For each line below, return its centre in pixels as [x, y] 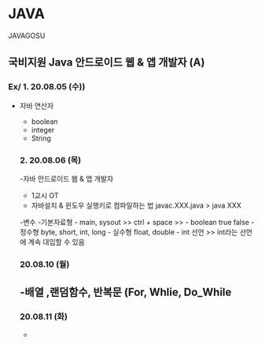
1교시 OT [45, 195]
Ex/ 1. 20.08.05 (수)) [47, 87]
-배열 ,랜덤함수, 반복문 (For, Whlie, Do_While [125, 292]
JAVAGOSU [27, 36]
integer [43, 129]
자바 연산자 [37, 105]
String [41, 138]
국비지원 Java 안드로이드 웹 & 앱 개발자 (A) [107, 63]
